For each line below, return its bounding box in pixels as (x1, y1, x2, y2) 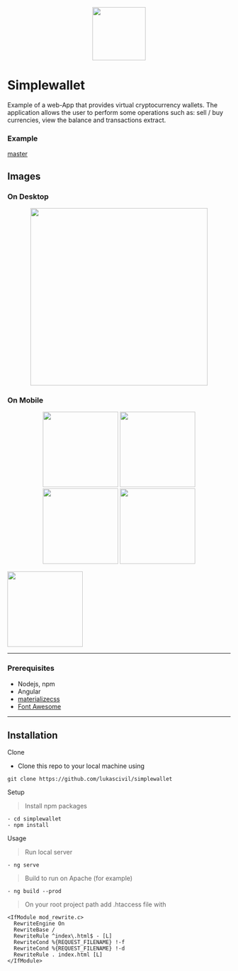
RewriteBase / (13, 926, 55, 933)
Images (7, 170, 41, 182)
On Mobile (7, 395, 44, 405)
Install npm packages (24, 802, 87, 811)
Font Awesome (17, 702, 62, 711)
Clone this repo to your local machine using (17, 762, 145, 770)
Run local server (24, 848, 73, 857)
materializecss (17, 694, 60, 703)
